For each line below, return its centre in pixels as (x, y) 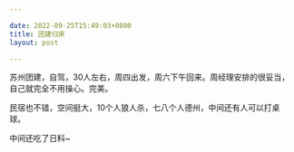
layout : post (34, 43)
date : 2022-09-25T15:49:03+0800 (70, 25)
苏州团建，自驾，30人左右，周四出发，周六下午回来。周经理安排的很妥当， (150, 77)
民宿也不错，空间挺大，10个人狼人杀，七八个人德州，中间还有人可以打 (141, 108)
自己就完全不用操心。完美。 (61, 89)
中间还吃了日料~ (40, 138)
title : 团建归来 (37, 34)
